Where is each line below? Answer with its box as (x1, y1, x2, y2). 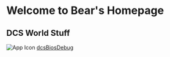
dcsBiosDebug (36, 44, 74, 51)
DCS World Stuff (6, 28, 70, 38)
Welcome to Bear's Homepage (6, 4, 164, 18)
